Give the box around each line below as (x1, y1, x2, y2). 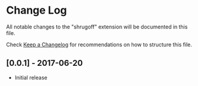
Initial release (14, 74, 47, 81)
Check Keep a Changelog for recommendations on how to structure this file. (6, 41, 193, 48)
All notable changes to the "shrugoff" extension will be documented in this (6, 23, 188, 30)
